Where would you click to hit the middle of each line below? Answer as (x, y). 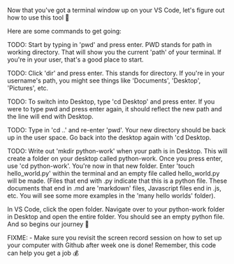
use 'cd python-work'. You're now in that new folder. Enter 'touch (101, 166)
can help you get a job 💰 (43, 253)
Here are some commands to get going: (65, 31)
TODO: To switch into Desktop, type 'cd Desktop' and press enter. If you (111, 102)
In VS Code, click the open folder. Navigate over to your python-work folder (116, 209)
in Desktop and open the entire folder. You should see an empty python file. (116, 217)
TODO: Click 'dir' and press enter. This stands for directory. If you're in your (116, 73)
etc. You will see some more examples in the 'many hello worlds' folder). (111, 196)
